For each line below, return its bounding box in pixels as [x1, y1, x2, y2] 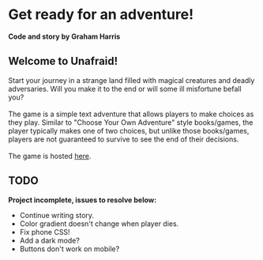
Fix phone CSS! [19, 227, 70, 236]
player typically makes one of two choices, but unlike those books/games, [8, 126, 250, 135]
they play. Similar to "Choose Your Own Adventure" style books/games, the [8, 117, 254, 127]
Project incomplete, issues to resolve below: [8, 195, 157, 205]
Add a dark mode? [19, 236, 81, 245]
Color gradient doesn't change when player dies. [19, 219, 179, 228]
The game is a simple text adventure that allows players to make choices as [8, 109, 254, 119]
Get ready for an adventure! [8, 6, 194, 24]
